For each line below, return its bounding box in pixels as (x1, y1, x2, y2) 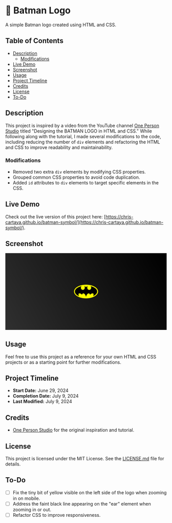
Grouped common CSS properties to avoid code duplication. (12, 174, 140, 180)
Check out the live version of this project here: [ (5, 213, 106, 220)
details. (5, 461, 21, 467)
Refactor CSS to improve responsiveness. (12, 512, 101, 518)
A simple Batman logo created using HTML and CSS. (5, 22, 117, 28)
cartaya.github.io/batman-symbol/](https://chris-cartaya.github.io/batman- (5, 219, 164, 225)
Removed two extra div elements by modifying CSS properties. (12, 169, 146, 175)
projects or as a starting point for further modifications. (5, 359, 122, 365)
